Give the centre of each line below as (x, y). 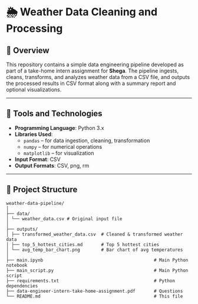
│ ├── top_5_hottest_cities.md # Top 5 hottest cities (83, 244)
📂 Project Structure (42, 190)
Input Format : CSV (37, 159)
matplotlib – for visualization (59, 153)
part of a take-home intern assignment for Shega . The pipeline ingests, (92, 71)
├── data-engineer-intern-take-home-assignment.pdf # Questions (95, 291)
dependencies (22, 286)
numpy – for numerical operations (63, 146)
